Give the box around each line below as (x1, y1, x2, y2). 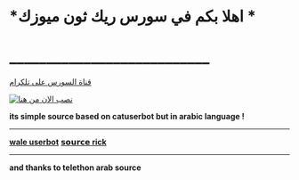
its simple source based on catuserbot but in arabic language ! (9, 111, 245, 122)
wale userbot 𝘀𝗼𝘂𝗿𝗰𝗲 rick (9, 136, 107, 148)
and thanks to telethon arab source (9, 162, 141, 173)
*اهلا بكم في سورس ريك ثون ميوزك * (9, 6, 256, 27)
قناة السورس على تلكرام (9, 77, 92, 87)
